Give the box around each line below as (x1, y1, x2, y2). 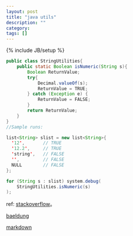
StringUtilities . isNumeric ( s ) (16, 183, 91, 189)
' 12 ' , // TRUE (11, 140, 62, 146)
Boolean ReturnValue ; (27, 69, 81, 75)
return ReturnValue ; (27, 107, 78, 113)
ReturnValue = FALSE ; (37, 97, 91, 103)
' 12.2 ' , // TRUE (11, 146, 62, 152)
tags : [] (6, 31, 28, 37)
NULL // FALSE (11, 162, 65, 168)
